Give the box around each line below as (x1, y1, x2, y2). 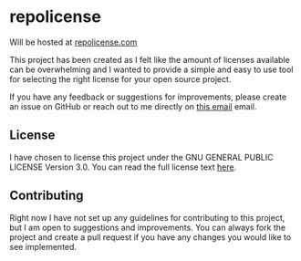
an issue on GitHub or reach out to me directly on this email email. (9, 100, 257, 111)
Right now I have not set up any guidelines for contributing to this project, (9, 212, 285, 223)
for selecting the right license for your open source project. (9, 73, 232, 84)
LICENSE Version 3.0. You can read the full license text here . (9, 162, 237, 172)
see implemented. (9, 241, 78, 252)
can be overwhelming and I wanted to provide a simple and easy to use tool (9, 64, 294, 75)
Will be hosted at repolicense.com (9, 37, 138, 47)
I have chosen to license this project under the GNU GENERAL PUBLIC (9, 151, 274, 162)
